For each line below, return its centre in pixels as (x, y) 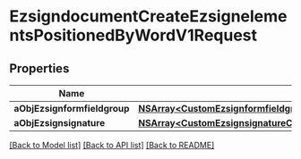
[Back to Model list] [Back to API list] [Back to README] (112, 145)
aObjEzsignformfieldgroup (72, 109)
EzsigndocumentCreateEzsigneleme (149, 17)
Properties (39, 68)
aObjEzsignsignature (60, 123)
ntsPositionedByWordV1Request (133, 35)
